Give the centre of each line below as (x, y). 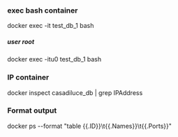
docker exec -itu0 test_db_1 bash (54, 59)
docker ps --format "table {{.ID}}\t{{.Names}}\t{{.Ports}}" (90, 126)
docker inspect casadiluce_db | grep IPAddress (75, 92)
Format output (32, 110)
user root (21, 41)
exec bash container (43, 10)
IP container (28, 78)
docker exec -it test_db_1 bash (51, 26)
